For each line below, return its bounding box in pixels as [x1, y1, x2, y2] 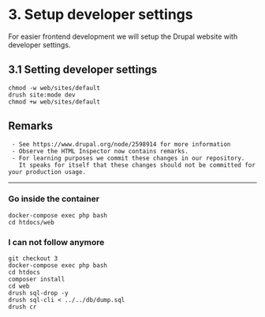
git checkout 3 [8, 255, 58, 262]
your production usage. [8, 168, 87, 175]
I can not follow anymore [8, 236, 105, 247]
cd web [8, 282, 30, 290]
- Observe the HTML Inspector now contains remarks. [11, 147, 189, 155]
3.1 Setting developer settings [8, 63, 158, 77]
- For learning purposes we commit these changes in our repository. [11, 154, 245, 162]
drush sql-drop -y [8, 289, 69, 297]
